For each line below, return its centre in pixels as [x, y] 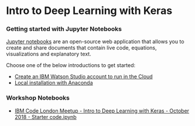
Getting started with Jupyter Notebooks [64, 29]
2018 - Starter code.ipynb [46, 117]
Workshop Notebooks [38, 98]
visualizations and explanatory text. [49, 54]
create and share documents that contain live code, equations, [81, 48]
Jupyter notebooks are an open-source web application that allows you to [95, 41]
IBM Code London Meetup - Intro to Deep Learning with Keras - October [102, 111]
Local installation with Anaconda [54, 83]
